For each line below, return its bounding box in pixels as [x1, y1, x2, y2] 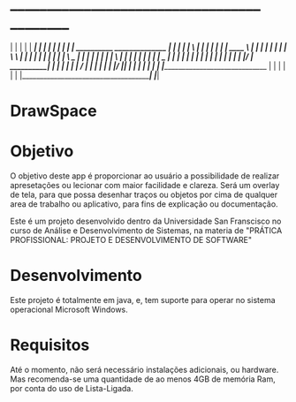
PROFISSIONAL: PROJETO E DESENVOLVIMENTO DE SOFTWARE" [10, 235, 253, 246]
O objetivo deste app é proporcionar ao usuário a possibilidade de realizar [10, 171, 280, 181]
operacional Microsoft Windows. [10, 304, 129, 315]
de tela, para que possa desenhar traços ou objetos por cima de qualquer [10, 189, 277, 201]
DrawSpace [10, 101, 97, 121]
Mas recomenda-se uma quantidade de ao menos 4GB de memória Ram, [10, 374, 277, 384]
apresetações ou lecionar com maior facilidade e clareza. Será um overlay [10, 180, 280, 191]
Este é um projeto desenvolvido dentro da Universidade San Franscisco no [10, 216, 282, 227]
